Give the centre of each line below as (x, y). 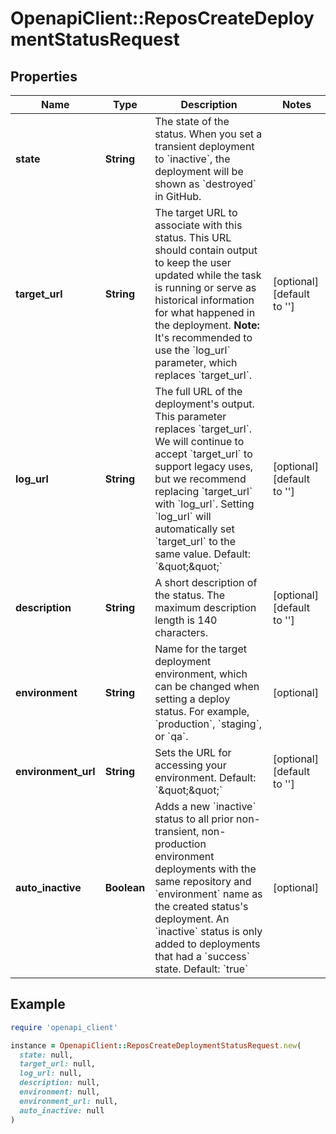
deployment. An (192, 919)
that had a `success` (202, 956)
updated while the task (208, 275)
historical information (204, 300)
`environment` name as (208, 894)
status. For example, (202, 711)
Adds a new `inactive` (205, 806)
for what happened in (205, 312)
